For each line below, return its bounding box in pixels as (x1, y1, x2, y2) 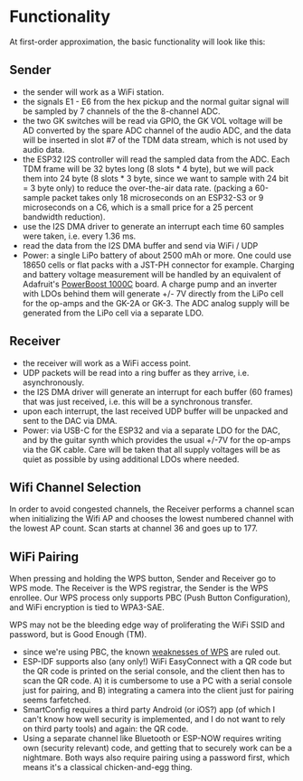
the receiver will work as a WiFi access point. (22, 357, 192, 368)
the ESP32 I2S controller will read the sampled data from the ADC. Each (22, 154, 290, 165)
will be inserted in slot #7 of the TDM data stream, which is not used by (22, 134, 289, 146)
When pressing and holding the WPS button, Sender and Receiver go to (9, 573, 277, 584)
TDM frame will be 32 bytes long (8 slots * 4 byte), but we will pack (22, 163, 274, 174)
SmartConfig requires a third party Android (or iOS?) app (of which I (22, 704, 276, 715)
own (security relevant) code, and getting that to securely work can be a (22, 743, 292, 754)
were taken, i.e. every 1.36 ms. (22, 231, 137, 241)
